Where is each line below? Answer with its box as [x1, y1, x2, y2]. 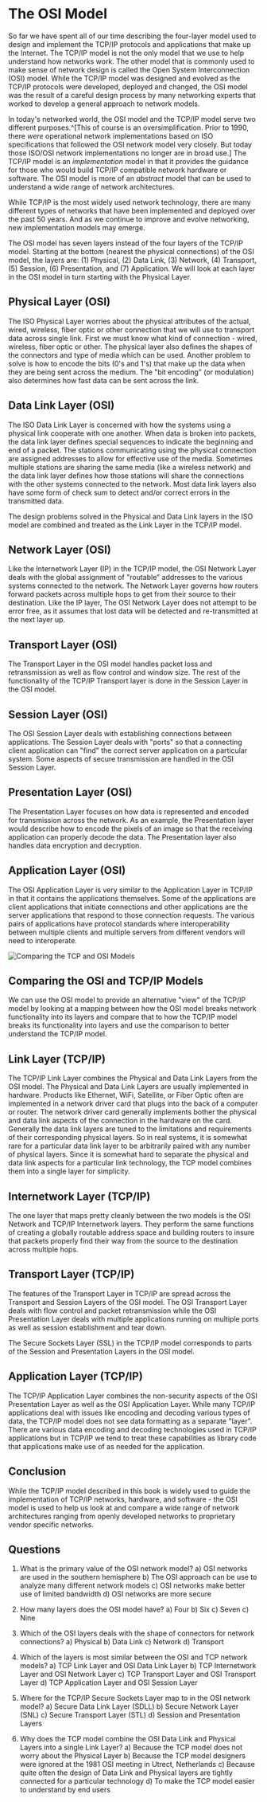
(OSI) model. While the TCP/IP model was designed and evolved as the [8, 73, 241, 83]
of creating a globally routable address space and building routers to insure [8, 1228, 255, 1237]
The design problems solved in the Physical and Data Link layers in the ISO [8, 511, 253, 521]
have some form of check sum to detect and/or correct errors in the [8, 488, 230, 497]
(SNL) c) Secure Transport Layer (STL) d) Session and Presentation [19, 1710, 241, 1720]
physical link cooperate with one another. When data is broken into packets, [8, 428, 257, 438]
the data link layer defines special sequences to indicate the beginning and [8, 437, 253, 446]
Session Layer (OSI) [8, 707, 109, 721]
